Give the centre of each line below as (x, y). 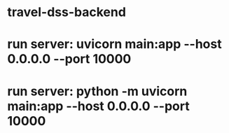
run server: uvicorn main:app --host (114, 44)
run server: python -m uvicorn (97, 91)
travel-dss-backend (67, 12)
